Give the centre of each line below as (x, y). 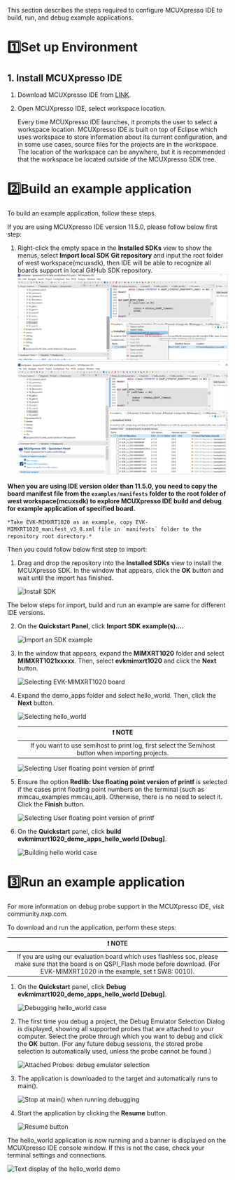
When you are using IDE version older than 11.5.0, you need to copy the (113, 486)
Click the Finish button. (51, 804)
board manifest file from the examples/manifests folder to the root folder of (116, 493)
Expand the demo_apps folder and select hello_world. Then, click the (117, 695)
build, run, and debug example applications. (71, 18)
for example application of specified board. (71, 508)
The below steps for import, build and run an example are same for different (116, 605)
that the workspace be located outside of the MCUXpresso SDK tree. (117, 159)
